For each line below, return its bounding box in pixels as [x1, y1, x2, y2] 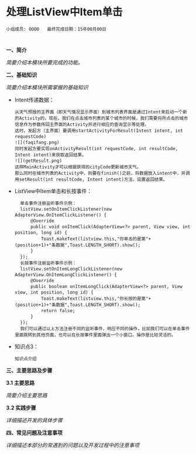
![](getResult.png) [14, 158, 63, 164]
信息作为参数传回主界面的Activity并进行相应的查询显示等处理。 [14, 121, 149, 128]
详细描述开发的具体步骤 [6, 417, 63, 424]
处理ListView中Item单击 [6, 5, 123, 19]
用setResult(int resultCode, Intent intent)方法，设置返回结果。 [14, 177, 168, 182]
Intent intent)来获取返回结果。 [14, 152, 87, 158]
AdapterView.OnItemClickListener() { [14, 212, 107, 218]
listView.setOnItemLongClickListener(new [20, 266, 123, 272]
